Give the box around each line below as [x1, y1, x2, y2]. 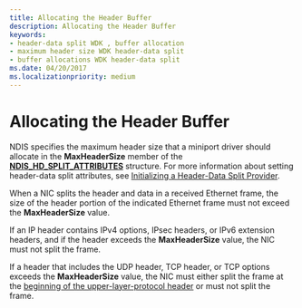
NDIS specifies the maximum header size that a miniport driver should [9, 141, 271, 152]
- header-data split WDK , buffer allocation [9, 38, 184, 48]
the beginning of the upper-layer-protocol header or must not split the [9, 280, 271, 291]
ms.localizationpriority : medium [9, 72, 136, 82]
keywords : [9, 30, 47, 39]
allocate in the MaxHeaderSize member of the [9, 150, 183, 161]
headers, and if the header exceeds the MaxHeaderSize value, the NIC [9, 234, 275, 245]
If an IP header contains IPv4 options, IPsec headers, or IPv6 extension [9, 224, 275, 236]
